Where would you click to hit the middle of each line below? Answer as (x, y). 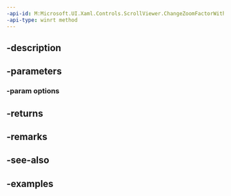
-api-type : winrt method (42, 20)
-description (34, 48)
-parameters (34, 71)
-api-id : (19, 13)
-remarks (27, 136)
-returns (25, 114)
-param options (33, 91)
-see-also (28, 160)
